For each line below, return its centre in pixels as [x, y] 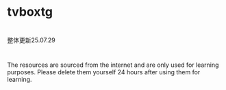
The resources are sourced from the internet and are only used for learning [113, 65]
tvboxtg [30, 12]
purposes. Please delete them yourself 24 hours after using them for [104, 72]
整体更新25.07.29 [32, 40]
